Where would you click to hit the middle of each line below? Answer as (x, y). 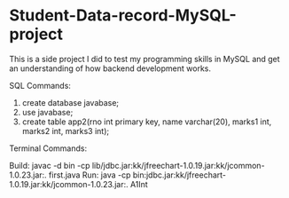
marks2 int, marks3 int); (66, 131)
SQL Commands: (40, 85)
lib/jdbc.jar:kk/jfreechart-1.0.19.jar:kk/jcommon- (178, 165)
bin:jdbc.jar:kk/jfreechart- (180, 175)
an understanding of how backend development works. (110, 68)
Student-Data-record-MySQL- (123, 16)
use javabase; (47, 112)
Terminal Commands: (48, 148)
